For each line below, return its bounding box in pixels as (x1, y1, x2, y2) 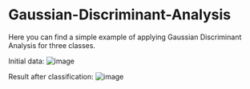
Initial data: (8, 56, 45, 66)
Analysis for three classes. (8, 40, 96, 50)
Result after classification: (8, 71, 94, 81)
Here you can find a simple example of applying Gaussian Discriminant (8, 32, 242, 42)
